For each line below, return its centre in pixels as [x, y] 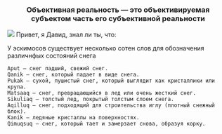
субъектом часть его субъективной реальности [118, 18]
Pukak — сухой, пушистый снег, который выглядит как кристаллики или [111, 81]
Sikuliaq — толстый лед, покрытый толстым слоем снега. [91, 100]
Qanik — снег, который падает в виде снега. [73, 75]
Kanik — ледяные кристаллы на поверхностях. [73, 118]
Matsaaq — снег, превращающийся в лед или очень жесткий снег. [102, 93]
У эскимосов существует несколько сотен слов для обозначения [106, 48]
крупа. [17, 87]
